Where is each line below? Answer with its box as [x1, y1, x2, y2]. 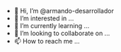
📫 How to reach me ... [13, 37, 80, 45]
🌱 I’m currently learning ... [13, 22, 90, 30]
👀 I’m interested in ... [13, 14, 74, 22]
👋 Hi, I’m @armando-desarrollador [13, 7, 115, 15]
